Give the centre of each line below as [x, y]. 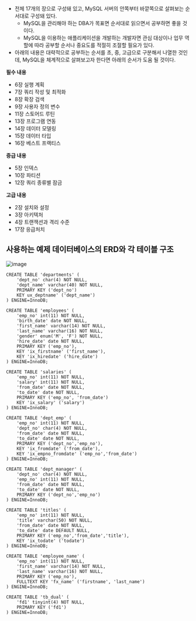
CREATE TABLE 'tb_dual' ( [37, 597]
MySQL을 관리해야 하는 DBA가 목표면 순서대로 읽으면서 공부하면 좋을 [102, 23]
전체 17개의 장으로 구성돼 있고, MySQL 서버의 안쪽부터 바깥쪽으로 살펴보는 [99, 8]
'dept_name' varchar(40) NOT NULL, [60, 285]
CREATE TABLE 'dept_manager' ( [44, 469]
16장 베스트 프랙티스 [38, 143]
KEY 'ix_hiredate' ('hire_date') [57, 356]
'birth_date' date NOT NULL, [52, 320]
